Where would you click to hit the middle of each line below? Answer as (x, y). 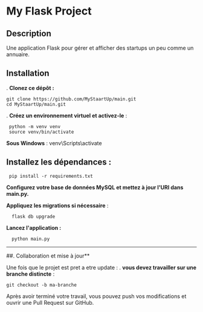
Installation (28, 73)
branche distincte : (31, 274)
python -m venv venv (35, 126)
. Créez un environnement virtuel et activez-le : (67, 115)
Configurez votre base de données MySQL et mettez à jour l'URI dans (95, 187)
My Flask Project (49, 11)
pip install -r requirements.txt (51, 176)
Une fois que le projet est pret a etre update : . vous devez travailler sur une (101, 267)
